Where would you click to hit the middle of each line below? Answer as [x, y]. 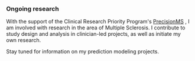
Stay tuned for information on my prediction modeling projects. [83, 52]
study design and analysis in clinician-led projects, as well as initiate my [94, 34]
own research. [24, 40]
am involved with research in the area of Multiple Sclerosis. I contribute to [96, 28]
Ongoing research [32, 9]
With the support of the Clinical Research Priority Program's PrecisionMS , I [98, 22]
